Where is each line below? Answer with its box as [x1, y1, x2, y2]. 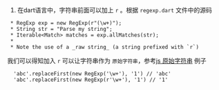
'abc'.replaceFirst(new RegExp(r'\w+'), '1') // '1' [13, 76, 169, 83]
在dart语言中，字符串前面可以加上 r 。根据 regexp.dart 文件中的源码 [17, 6, 212, 14]
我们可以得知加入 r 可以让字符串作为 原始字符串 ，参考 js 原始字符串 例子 [7, 57, 207, 65]
